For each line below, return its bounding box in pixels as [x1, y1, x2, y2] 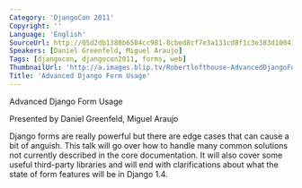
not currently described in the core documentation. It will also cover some [9, 150, 283, 160]
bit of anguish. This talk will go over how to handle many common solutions [9, 140, 289, 150]
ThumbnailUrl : [9, 64, 63, 73]
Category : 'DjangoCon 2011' [9, 13, 115, 22]
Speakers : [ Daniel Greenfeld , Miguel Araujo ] [9, 47, 182, 56]
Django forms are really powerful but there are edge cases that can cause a [9, 131, 289, 141]
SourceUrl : [9, 38, 50, 47]
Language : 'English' [9, 30, 87, 38]
